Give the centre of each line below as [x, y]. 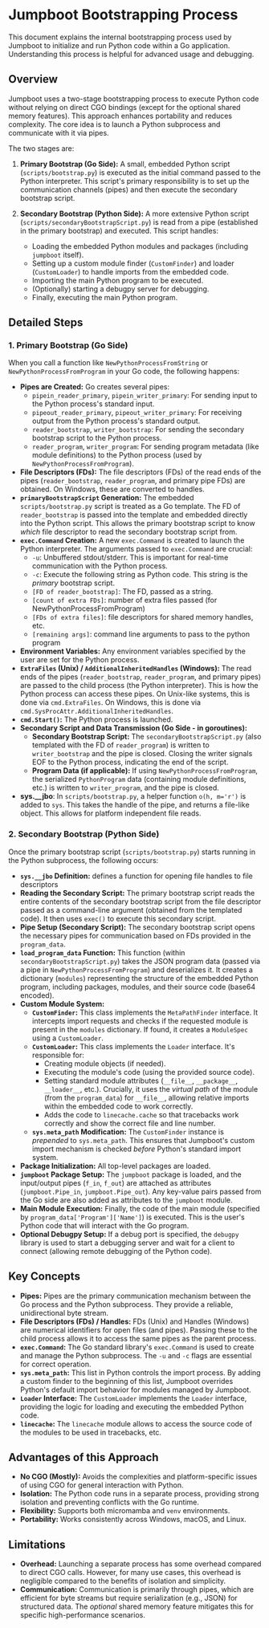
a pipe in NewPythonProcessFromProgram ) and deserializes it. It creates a [136, 970]
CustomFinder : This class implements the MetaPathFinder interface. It [145, 1012]
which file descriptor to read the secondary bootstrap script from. [128, 532]
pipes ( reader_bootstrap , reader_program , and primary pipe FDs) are [132, 481]
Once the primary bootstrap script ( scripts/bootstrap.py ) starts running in [132, 852]
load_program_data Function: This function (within [102, 952]
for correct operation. [55, 1364]
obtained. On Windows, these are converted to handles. [112, 489]
